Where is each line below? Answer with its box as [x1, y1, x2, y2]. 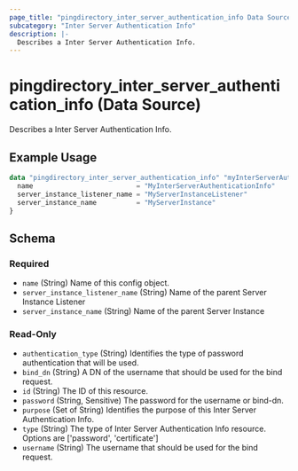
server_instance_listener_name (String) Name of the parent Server [21, 287, 268, 298]
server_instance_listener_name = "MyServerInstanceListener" [17, 190, 248, 199]
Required [9, 257, 50, 270]
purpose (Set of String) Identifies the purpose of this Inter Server [21, 404, 257, 415]
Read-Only [9, 327, 58, 340]
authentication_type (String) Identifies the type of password [21, 348, 244, 359]
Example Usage [9, 150, 98, 165]
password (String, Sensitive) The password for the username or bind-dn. [21, 396, 284, 406]
